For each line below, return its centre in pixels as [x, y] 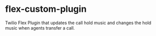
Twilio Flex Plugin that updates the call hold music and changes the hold [78, 23]
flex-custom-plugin [46, 9]
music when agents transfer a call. [40, 28]
